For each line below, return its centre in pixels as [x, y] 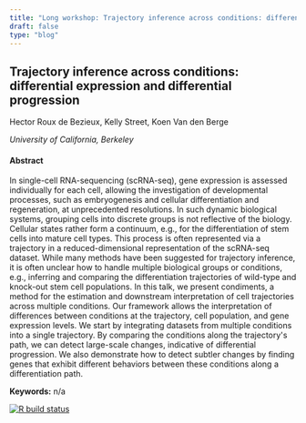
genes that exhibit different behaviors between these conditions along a [144, 364]
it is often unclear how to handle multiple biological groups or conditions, [146, 267]
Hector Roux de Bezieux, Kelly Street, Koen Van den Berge [119, 122]
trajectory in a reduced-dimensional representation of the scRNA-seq [140, 248]
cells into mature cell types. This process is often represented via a [135, 238]
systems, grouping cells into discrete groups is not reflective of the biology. [151, 219]
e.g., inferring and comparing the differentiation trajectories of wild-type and [153, 277]
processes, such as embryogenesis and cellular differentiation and [134, 200]
